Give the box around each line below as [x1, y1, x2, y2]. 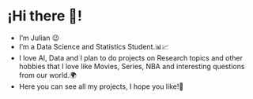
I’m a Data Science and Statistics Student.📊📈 [18, 42, 169, 51]
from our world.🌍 [18, 70, 77, 79]
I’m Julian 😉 [18, 33, 60, 42]
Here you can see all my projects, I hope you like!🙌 [18, 82, 184, 91]
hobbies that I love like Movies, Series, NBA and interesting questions [18, 61, 245, 71]
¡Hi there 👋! [7, 7, 82, 25]
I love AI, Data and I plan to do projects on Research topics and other [18, 53, 243, 62]
